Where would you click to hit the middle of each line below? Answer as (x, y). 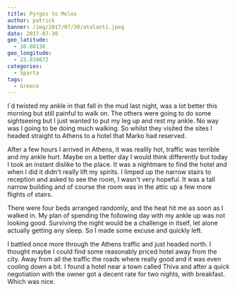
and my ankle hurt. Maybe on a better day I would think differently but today (117, 157)
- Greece (26, 86)
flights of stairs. (30, 194)
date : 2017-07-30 (33, 33)
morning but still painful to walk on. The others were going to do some (109, 113)
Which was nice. (31, 282)
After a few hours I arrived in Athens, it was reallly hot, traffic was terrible (114, 149)
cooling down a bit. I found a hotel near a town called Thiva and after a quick (119, 267)
